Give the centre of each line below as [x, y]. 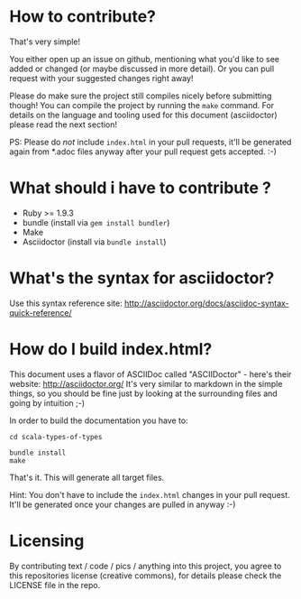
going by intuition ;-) [47, 402]
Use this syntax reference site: [66, 303]
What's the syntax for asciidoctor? [142, 278]
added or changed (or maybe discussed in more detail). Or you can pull [142, 69]
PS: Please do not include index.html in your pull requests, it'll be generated [150, 142]
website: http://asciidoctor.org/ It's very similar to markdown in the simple [146, 383]
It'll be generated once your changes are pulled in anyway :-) [123, 504]
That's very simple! [45, 41]
